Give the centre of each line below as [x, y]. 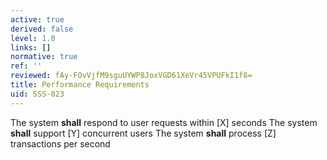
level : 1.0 [33, 38]
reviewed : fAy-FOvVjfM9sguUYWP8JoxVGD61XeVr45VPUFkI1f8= [131, 76]
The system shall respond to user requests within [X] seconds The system [164, 122]
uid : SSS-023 [37, 94]
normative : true [44, 57]
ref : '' [26, 66]
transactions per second [60, 143]
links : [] [31, 47]
